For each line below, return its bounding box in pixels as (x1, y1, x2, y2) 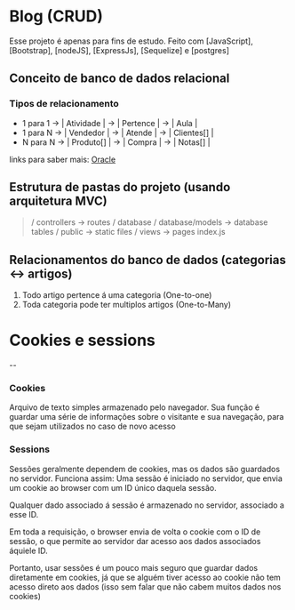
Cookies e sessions (9, 331, 155, 350)
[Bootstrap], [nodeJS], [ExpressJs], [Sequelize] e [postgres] (9, 44, 229, 55)
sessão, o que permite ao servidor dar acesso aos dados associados (9, 535, 261, 546)
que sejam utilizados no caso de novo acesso (9, 421, 176, 432)
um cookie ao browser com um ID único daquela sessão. (9, 482, 218, 493)
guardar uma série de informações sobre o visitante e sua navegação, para (9, 412, 284, 422)
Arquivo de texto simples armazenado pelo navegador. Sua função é (9, 402, 260, 413)
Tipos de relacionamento (9, 98, 120, 110)
